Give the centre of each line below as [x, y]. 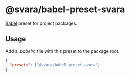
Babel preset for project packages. [41, 23]
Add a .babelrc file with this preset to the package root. [62, 51]
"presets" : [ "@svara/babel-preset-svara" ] [55, 65]
